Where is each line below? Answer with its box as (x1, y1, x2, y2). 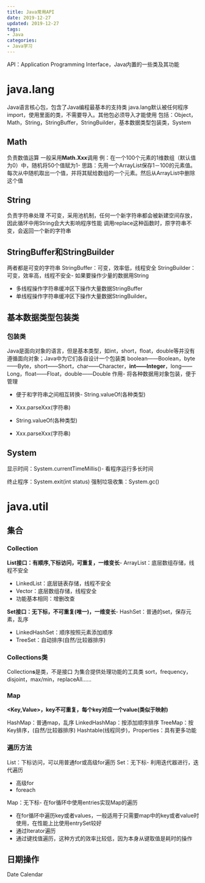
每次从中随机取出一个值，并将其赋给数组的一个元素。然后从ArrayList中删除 (7, 169, 196, 176)
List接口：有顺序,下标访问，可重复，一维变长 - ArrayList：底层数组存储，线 (7, 559, 195, 566)
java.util (7, 499, 49, 513)
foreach (15, 786, 36, 793)
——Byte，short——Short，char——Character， (7, 362, 130, 370)
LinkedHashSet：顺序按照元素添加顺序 (15, 628, 113, 636)
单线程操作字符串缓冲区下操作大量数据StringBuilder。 (15, 292, 151, 300)
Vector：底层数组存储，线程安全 (15, 587, 97, 594)
